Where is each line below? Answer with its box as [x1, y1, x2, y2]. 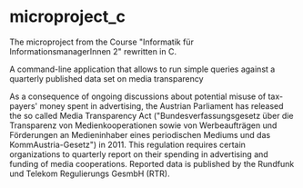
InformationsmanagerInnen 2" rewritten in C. [9, 45, 177, 56]
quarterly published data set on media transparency [9, 73, 204, 84]
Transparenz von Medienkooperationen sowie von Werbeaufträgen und [9, 120, 278, 131]
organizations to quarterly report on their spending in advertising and [9, 148, 268, 160]
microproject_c [9, 6, 126, 27]
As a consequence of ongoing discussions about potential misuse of [9, 91, 267, 102]
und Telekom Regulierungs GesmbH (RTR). [9, 168, 170, 179]
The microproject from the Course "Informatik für [9, 36, 194, 47]
